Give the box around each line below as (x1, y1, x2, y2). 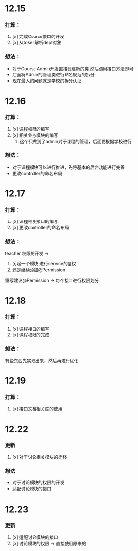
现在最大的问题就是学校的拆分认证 (12, 77, 82, 84)
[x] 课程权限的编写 (12, 126, 50, 132)
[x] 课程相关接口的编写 (12, 219, 58, 224)
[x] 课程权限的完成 (12, 331, 50, 338)
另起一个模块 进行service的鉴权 (12, 261, 76, 267)
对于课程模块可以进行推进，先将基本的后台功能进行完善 (12, 164, 125, 170)
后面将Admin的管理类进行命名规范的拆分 (12, 72, 95, 77)
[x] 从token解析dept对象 (12, 40, 62, 46)
